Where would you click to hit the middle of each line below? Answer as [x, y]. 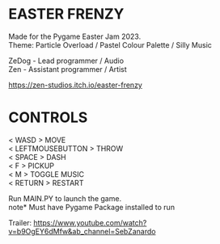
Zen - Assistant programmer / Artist [68, 69]
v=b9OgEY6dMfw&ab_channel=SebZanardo [82, 231]
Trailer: [20, 222]
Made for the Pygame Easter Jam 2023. [75, 36]
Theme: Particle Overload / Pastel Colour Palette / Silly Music [110, 44]
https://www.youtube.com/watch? [90, 222]
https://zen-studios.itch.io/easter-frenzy [76, 85]
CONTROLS [48, 118]
